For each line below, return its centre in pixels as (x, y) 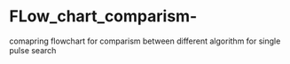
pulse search (33, 50)
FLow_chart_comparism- (103, 16)
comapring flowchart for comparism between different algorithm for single (145, 41)
